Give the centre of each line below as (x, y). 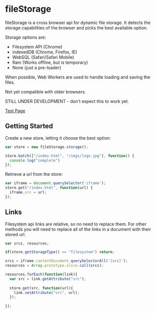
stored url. (15, 234)
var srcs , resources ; (27, 243)
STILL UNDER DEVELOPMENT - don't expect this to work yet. (67, 101)
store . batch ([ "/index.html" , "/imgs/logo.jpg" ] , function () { (70, 156)
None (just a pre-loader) (37, 68)
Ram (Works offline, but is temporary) (50, 62)
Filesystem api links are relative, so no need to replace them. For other (76, 224)
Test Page (15, 111)
